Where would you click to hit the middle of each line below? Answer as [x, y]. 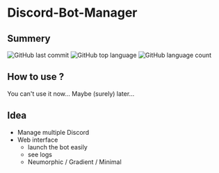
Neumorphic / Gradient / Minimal [74, 162]
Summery [29, 39]
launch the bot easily [58, 147]
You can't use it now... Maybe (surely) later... [71, 93]
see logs [40, 154]
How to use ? [36, 77]
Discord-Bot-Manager [72, 13]
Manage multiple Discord [53, 132]
